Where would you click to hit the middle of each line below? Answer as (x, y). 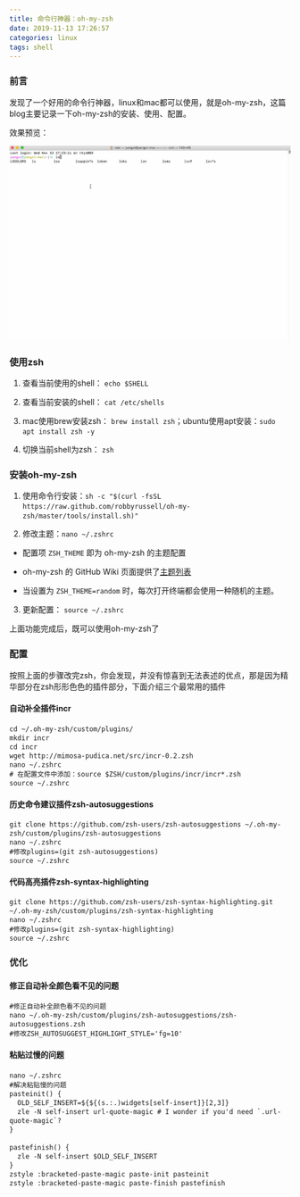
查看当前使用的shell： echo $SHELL (85, 383)
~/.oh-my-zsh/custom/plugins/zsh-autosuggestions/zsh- (133, 1016)
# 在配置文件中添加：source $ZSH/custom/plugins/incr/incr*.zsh (125, 774)
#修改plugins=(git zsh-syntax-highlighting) (92, 930)
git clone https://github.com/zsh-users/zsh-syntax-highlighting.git (142, 902)
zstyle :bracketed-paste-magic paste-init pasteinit (109, 1174)
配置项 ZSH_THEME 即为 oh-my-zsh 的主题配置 (104, 553)
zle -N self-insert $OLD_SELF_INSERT (87, 1156)
